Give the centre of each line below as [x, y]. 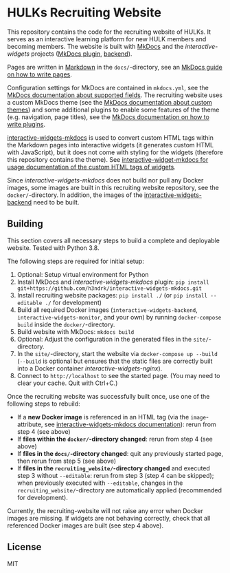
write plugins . [26, 124]
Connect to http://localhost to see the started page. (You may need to [118, 375]
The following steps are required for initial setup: [76, 261]
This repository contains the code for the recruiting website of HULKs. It [109, 32]
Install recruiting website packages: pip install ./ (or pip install [112, 295]
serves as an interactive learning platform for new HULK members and [107, 39]
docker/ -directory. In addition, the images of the [75, 195]
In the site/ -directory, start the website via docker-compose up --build [117, 353]
